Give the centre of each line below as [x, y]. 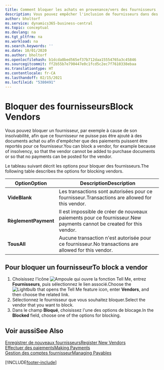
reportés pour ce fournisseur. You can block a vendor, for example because [80, 146]
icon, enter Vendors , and [124, 289]
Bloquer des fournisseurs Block [69, 106]
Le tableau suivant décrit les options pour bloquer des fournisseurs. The [77, 166]
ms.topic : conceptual [27, 28]
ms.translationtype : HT [29, 69]
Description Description [108, 183]
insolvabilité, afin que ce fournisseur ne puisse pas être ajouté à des [74, 135]
